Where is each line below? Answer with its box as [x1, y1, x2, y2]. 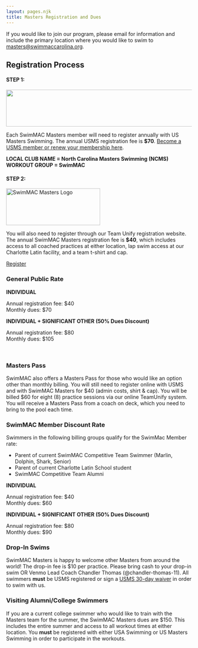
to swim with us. [6, 581, 46, 589]
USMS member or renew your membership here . [6, 144, 124, 151]
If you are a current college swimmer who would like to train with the [6, 610, 173, 617]
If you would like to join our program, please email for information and [6, 30, 175, 37]
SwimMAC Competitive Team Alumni [14, 471, 104, 478]
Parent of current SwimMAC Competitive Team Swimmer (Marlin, [14, 452, 173, 459]
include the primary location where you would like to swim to [6, 37, 154, 44]
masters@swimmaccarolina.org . [6, 42, 84, 50]
